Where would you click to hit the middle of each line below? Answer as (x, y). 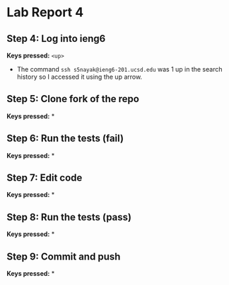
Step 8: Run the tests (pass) (69, 217)
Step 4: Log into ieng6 (56, 39)
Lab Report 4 (45, 12)
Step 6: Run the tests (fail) (65, 139)
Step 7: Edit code (45, 178)
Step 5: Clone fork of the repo (73, 99)
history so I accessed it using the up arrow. (80, 77)
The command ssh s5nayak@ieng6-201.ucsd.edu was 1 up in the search (119, 69)
